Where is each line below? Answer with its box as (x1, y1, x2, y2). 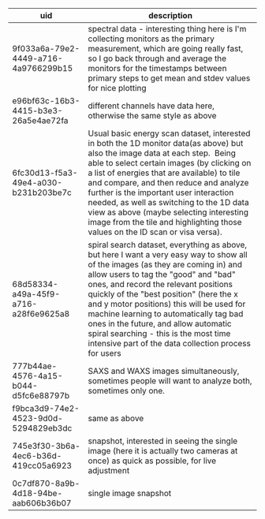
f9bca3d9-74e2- (12, 403, 80, 413)
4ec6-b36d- (12, 450, 62, 461)
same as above (88, 413, 144, 424)
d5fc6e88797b (12, 390, 70, 401)
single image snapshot (88, 488, 172, 498)
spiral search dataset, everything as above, (88, 240, 248, 250)
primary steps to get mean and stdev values (88, 73, 251, 84)
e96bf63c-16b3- (12, 95, 80, 106)
